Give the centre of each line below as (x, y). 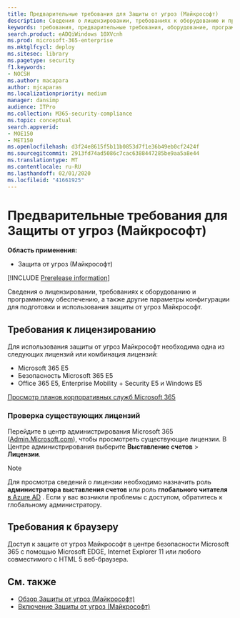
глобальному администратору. (55, 504)
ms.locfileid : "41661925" (46, 180)
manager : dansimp (33, 101)
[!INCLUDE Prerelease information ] (59, 278)
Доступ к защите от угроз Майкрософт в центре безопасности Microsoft (118, 544)
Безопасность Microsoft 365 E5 (65, 376)
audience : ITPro (31, 107)
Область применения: (42, 250)
